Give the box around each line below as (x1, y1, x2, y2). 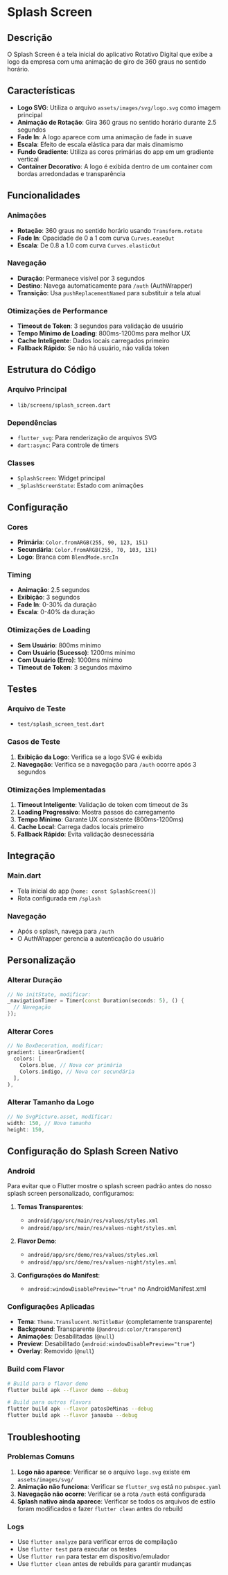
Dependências (7, 417, 58, 427)
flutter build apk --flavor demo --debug (7, 1386, 129, 1393)
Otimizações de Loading (7, 625, 91, 635)
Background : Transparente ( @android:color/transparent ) (17, 1325, 182, 1333)
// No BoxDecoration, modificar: (7, 1043, 104, 1050)
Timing (7, 570, 32, 580)
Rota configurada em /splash (17, 894, 101, 902)
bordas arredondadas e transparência (17, 169, 126, 177)
